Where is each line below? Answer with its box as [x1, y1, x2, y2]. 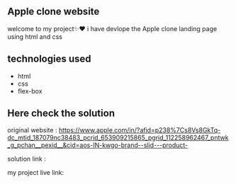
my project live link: [7, 168, 64, 177]
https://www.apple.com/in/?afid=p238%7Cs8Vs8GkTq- [58, 126, 221, 134]
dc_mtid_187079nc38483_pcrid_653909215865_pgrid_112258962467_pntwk [7, 134, 229, 142]
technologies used [7, 53, 91, 65]
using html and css [7, 32, 62, 41]
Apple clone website [7, 6, 100, 18]
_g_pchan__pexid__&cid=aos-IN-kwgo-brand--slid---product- [7, 141, 189, 149]
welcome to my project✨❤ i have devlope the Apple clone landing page [7, 24, 218, 33]
